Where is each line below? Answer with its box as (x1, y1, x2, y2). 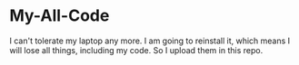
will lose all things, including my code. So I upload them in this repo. (9, 44, 264, 55)
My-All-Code (9, 5, 110, 26)
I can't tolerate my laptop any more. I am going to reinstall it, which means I (9, 35, 291, 46)
